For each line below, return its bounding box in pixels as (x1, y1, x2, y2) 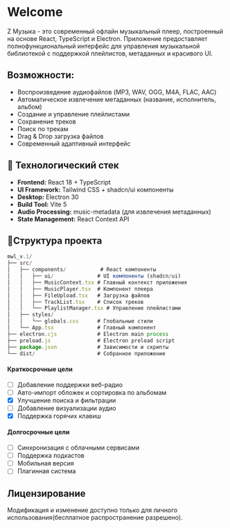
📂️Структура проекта (7, 235, 103, 246)
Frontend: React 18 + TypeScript (17, 178, 111, 186)
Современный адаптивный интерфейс (17, 139, 131, 148)
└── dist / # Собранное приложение (7, 350, 166, 357)
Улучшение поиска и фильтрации (17, 396, 116, 404)
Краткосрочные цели (7, 365, 73, 373)
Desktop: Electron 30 (17, 192, 79, 201)
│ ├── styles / (7, 312, 54, 318)
